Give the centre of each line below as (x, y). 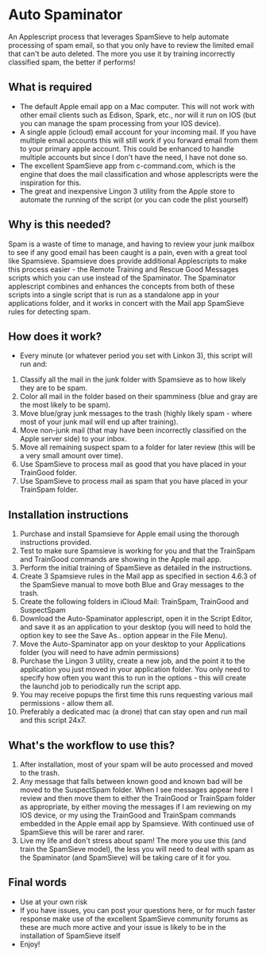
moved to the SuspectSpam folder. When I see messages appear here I (136, 790)
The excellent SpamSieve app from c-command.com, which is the (127, 166)
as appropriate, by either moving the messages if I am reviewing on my (136, 807)
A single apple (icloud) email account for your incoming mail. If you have (138, 131)
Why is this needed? (60, 225)
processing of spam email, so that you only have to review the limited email (131, 45)
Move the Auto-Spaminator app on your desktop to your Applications (133, 644)
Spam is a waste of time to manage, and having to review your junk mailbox (132, 244)
